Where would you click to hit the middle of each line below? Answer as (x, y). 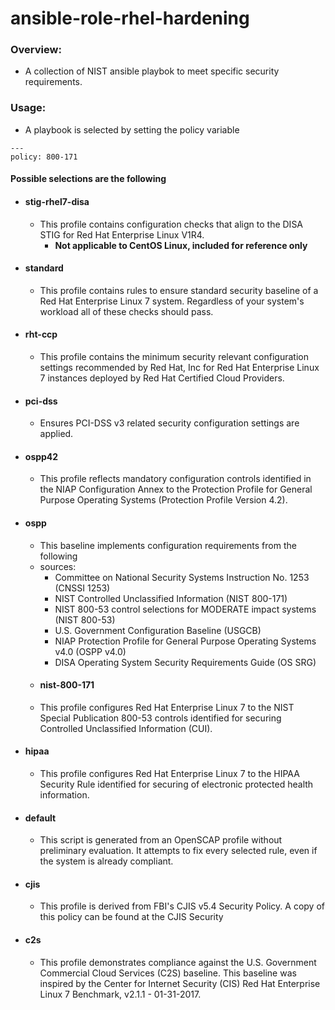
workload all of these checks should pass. (126, 311)
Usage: (28, 108)
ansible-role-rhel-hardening (130, 18)
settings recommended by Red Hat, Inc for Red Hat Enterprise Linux (179, 367)
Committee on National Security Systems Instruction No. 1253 (182, 577)
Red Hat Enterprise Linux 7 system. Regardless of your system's (172, 301)
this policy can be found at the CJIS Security (131, 917)
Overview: (36, 50)
